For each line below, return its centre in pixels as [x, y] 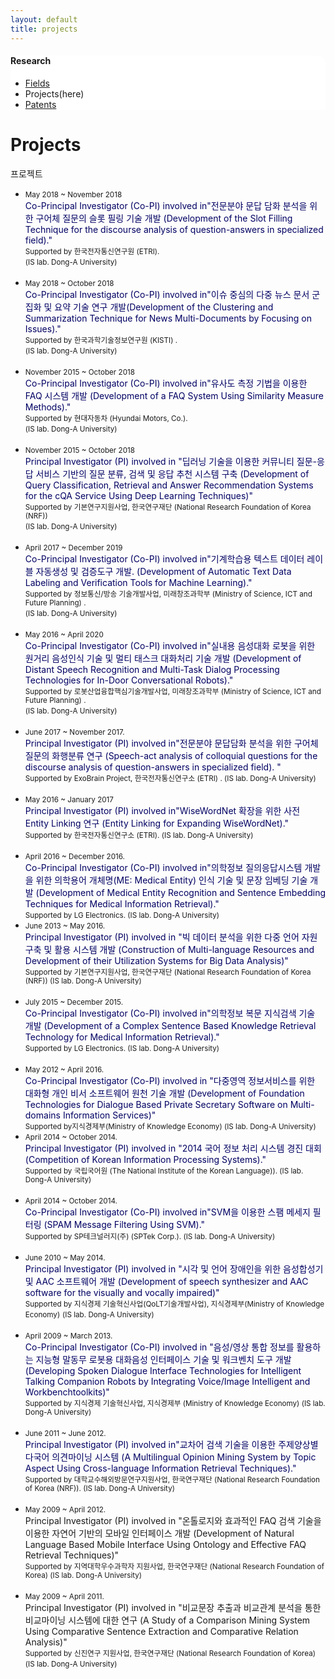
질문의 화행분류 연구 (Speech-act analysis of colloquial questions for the [171, 755]
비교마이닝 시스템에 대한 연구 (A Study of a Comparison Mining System [167, 1620]
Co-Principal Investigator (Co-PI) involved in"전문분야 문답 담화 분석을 [166, 205]
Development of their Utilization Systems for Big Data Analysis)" [156, 960]
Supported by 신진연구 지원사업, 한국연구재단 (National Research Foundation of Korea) [170, 1653]
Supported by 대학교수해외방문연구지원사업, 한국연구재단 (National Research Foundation [172, 1479]
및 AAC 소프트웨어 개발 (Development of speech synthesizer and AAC [166, 1281]
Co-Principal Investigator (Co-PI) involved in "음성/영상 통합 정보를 [159, 1347]
